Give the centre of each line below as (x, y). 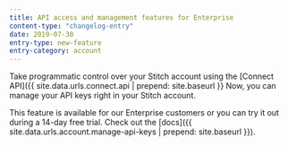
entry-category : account (55, 51)
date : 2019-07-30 (42, 34)
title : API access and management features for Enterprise (122, 17)
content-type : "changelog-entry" (72, 26)
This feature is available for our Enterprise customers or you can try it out (144, 113)
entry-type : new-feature (55, 43)
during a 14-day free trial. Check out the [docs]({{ (101, 123)
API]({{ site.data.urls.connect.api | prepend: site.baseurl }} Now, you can (143, 86)
